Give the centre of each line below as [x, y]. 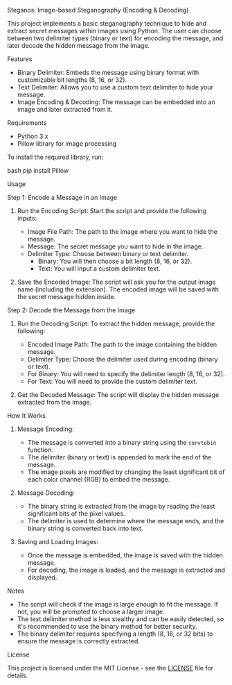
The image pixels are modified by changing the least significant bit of [126, 472]
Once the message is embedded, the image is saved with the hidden [125, 555]
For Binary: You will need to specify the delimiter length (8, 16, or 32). [126, 374]
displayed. [42, 577]
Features [20, 59]
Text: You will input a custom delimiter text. [99, 269]
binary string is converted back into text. [85, 528]
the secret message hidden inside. [66, 297]
